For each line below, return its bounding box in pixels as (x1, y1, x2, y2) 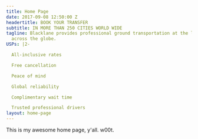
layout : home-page (6, 110, 51, 116)
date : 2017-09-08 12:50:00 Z (6, 14, 78, 20)
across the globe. (11, 36, 57, 42)
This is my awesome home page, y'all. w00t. (6, 127, 114, 133)
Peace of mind (11, 73, 46, 79)
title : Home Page (6, 8, 49, 15)
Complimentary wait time (11, 94, 72, 100)
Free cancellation (11, 62, 57, 68)
